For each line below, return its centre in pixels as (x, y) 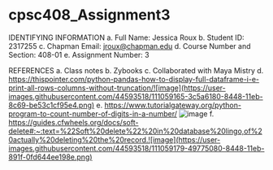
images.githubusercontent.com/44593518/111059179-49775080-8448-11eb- (136, 148)
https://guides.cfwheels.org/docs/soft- (74, 122)
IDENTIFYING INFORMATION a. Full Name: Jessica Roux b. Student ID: (127, 37)
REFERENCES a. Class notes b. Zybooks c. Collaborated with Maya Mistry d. (136, 70)
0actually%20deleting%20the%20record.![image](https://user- (115, 139)
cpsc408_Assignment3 (89, 15)
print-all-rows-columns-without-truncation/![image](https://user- (117, 88)
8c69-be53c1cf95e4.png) (52, 105)
